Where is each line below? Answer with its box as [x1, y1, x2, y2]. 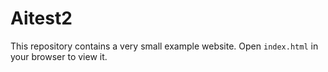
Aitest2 [10, 7, 73, 30]
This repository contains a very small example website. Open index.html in [10, 40, 319, 52]
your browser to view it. [10, 50, 108, 62]
